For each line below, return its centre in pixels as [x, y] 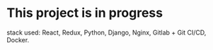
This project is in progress [85, 13]
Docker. [18, 39]
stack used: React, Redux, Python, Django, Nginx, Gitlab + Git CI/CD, [106, 32]
